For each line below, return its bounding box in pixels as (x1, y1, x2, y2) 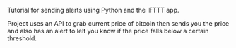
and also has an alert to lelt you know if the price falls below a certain (7, 27, 209, 35)
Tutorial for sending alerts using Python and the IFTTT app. (7, 6, 179, 14)
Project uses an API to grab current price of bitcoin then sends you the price (7, 19, 230, 27)
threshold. (7, 34, 37, 42)
